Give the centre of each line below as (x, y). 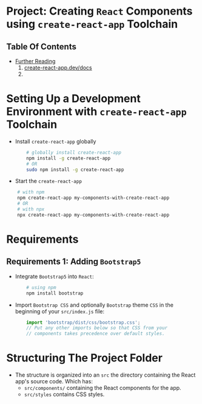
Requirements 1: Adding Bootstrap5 (74, 262)
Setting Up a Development (73, 99)
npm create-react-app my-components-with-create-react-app (93, 198)
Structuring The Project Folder (84, 358)
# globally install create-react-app (74, 152)
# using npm (41, 287)
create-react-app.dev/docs (58, 68)
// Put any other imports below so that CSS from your (97, 328)
